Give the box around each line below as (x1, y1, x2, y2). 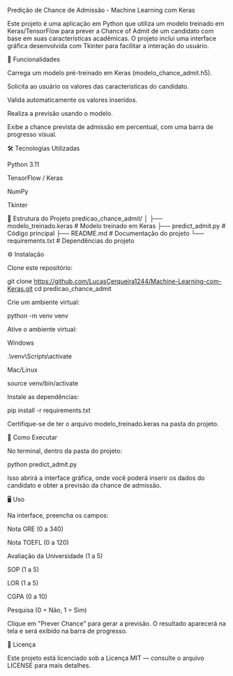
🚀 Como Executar (7, 433, 58, 442)
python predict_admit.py (7, 460, 77, 468)
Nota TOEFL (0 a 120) (7, 539, 70, 546)
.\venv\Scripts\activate (7, 352, 72, 360)
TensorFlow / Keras (7, 174, 63, 182)
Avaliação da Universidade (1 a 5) (7, 552, 103, 560)
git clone (7, 277, 33, 285)
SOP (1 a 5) (7, 565, 40, 573)
